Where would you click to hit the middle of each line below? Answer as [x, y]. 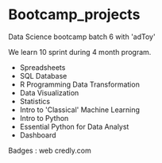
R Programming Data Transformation [80, 84]
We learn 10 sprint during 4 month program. [80, 52]
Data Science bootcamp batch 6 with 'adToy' [82, 37]
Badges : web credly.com [50, 150]
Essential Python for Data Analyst [74, 126]
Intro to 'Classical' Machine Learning [80, 110]
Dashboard [38, 135]
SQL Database [43, 76]
